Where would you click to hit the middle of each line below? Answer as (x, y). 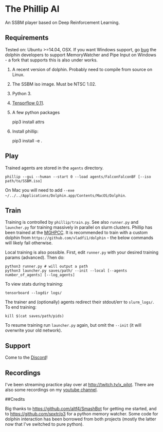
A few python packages (36, 112)
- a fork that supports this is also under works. (52, 60)
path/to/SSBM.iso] (24, 181)
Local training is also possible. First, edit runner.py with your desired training (82, 253)
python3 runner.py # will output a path (47, 267)
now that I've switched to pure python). (45, 424)
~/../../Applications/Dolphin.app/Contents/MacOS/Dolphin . (66, 195)
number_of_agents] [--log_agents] (40, 275)
